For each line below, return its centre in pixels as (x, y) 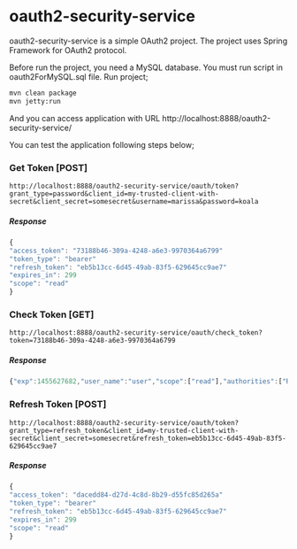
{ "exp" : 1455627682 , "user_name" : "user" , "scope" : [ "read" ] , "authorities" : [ (146, 382)
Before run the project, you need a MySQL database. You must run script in (146, 67)
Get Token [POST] (49, 167)
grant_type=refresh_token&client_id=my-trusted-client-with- (124, 430)
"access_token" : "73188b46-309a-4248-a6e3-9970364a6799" (116, 251)
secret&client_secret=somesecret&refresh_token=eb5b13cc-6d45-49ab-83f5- (148, 438)
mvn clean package (43, 93)
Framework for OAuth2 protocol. (68, 50)
